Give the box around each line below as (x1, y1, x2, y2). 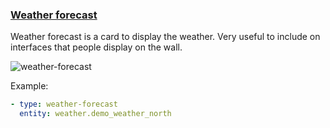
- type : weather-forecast (10, 99, 118, 110)
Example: (10, 80, 49, 92)
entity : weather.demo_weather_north (19, 109, 172, 119)
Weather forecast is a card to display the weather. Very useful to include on (10, 31, 321, 43)
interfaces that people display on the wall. (10, 41, 183, 53)
